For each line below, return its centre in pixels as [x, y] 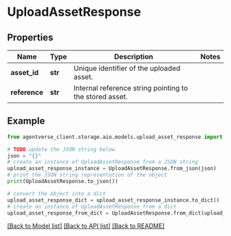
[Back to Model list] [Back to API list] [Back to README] [86, 226]
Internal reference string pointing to [131, 88]
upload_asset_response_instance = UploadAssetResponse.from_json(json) [112, 169]
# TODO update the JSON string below [61, 149]
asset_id [25, 73]
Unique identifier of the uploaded [127, 68]
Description [134, 57]
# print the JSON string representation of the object [87, 175]
